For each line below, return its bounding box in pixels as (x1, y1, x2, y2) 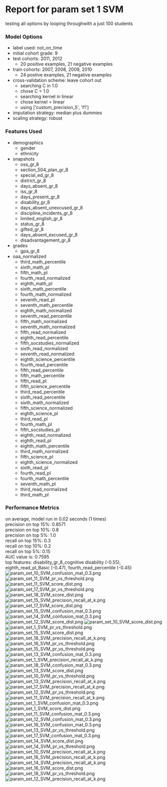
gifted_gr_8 (20, 226, 44, 232)
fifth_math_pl (20, 269, 48, 276)
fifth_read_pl (20, 378, 47, 384)
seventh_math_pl (20, 481, 56, 487)
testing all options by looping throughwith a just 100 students (5, 20, 133, 27)
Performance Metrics (5, 504, 60, 511)
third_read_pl (20, 415, 48, 422)
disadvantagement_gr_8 (20, 237, 71, 243)
